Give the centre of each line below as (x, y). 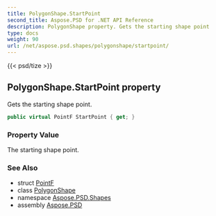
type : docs (23, 33)
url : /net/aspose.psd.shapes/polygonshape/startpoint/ (88, 46)
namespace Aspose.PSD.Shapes (64, 198)
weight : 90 (23, 40)
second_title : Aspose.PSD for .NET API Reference (81, 20)
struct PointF (35, 183)
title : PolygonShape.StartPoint (54, 14)
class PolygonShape (47, 190)
